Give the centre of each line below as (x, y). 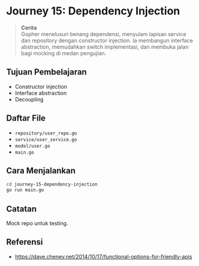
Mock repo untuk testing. (37, 223)
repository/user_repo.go (46, 133)
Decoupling (29, 99)
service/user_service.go (46, 139)
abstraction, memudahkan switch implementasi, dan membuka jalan (105, 47)
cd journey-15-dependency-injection (52, 184)
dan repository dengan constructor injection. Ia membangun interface (107, 40)
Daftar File (26, 118)
